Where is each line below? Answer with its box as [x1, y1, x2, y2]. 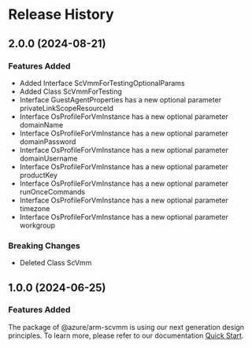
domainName [19, 120, 64, 129]
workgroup [19, 220, 56, 230]
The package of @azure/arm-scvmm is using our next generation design [8, 322, 245, 331]
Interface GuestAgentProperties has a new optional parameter [19, 94, 222, 104]
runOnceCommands [19, 187, 85, 196]
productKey [19, 170, 57, 180]
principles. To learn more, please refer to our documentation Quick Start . [8, 331, 244, 340]
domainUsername [19, 154, 78, 163]
